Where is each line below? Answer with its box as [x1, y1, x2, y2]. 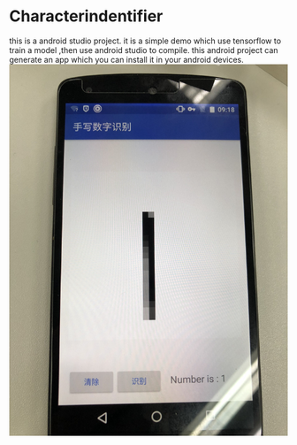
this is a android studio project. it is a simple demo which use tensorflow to [9, 35, 281, 46]
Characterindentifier [9, 6, 164, 27]
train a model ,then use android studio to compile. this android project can [9, 44, 278, 55]
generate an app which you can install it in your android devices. [9, 54, 245, 65]
